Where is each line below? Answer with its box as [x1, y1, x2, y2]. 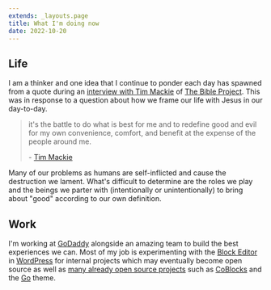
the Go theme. [8, 273, 57, 283]
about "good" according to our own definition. [8, 194, 162, 204]
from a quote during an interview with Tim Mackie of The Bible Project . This [8, 86, 260, 97]
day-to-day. [8, 104, 48, 114]
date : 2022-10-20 [8, 27, 67, 35]
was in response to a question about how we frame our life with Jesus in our [8, 95, 263, 105]
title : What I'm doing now [8, 19, 100, 27]
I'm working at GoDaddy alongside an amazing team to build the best [8, 239, 239, 248]
